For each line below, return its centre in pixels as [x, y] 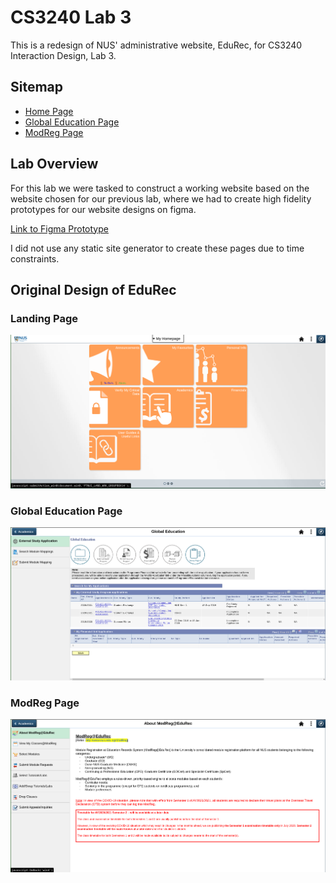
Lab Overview [54, 164]
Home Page [49, 111]
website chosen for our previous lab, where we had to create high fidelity [161, 198]
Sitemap [37, 87]
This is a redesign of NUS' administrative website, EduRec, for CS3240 [156, 45]
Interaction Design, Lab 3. [63, 55]
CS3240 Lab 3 [71, 17]
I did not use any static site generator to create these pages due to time [157, 248]
